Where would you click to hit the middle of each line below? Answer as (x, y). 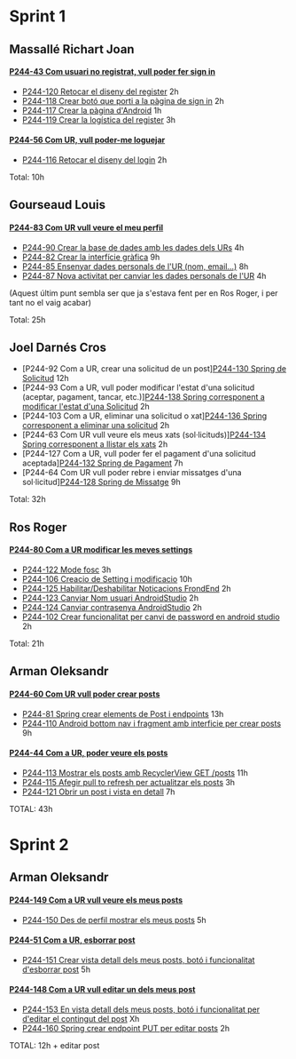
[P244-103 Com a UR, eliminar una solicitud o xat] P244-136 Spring (144, 416)
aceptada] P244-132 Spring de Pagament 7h (102, 463)
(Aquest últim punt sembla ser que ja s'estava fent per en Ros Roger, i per (144, 293)
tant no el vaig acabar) (50, 302)
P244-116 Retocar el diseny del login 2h (94, 159)
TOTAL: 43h (31, 808)
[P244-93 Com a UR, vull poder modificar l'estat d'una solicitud (138, 387)
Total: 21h (27, 643)
